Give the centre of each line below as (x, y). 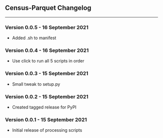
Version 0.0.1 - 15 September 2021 (46, 120)
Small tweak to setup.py (36, 84)
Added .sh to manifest (34, 38)
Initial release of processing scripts (47, 130)
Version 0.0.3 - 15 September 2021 (47, 74)
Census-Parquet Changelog (48, 8)
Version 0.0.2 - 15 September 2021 (47, 96)
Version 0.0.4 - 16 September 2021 (47, 50)
